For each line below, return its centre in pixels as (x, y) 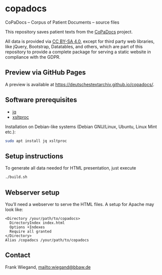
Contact (18, 255)
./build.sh (16, 177)
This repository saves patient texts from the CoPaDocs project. (69, 32)
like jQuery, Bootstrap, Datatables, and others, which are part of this (74, 46)
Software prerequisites (41, 100)
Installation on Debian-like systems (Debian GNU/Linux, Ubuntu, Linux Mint (81, 127)
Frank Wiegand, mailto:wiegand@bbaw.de (48, 267)
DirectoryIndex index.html (37, 223)
